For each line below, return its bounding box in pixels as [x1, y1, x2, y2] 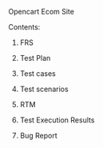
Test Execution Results [19, 115, 95, 125]
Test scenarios [19, 84, 69, 94]
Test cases [19, 69, 56, 78]
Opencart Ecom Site [8, 7, 74, 16]
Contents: [8, 22, 41, 31]
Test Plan [19, 54, 51, 62]
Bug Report [19, 131, 57, 140]
